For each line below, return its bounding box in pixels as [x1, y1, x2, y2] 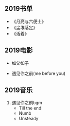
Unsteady [18, 116, 38, 122]
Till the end [18, 105, 42, 111]
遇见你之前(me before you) [11, 70, 66, 76]
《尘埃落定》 [11, 24, 37, 30]
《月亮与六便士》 [11, 18, 46, 24]
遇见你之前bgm [11, 100, 42, 106]
